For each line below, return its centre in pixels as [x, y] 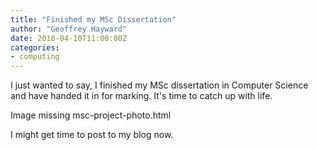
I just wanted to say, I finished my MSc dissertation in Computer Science [159, 85]
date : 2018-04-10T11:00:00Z [69, 38]
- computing [35, 57]
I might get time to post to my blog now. [92, 135]
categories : [35, 47]
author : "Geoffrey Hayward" [69, 29]
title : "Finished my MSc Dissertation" [93, 19]
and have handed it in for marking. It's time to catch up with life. [141, 96]
